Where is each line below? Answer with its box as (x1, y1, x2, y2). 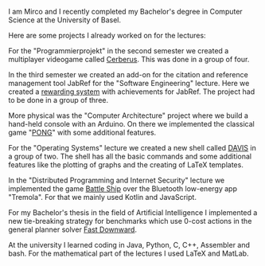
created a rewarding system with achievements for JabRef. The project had (8, 87, 255, 96)
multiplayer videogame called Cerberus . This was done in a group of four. (8, 55, 250, 64)
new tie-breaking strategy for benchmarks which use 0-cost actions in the (8, 217, 252, 225)
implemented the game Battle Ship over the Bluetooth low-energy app (8, 184, 237, 194)
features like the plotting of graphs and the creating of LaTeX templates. (8, 160, 244, 170)
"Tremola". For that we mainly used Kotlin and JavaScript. (8, 193, 197, 201)
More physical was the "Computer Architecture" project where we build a (8, 111, 249, 120)
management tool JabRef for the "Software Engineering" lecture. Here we (8, 79, 250, 88)
